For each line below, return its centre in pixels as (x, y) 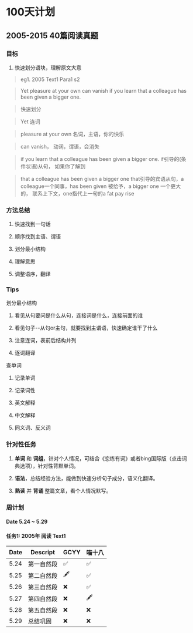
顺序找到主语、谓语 (38, 237)
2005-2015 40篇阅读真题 (52, 36)
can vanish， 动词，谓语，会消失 (60, 146)
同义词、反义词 (32, 428)
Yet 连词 (30, 122)
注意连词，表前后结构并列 (45, 341)
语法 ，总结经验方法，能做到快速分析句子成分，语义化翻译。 (86, 478)
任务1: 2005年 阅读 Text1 (36, 536)
